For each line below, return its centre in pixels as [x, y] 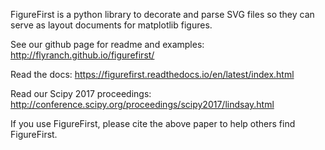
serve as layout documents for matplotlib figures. [111, 25]
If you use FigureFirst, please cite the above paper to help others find [153, 123]
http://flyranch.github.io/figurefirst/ [82, 55]
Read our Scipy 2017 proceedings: [81, 93]
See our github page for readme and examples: [107, 44]
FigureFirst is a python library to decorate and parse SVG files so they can [162, 14]
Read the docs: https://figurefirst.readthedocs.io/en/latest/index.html [152, 74]
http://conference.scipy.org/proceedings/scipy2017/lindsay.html [142, 104]
